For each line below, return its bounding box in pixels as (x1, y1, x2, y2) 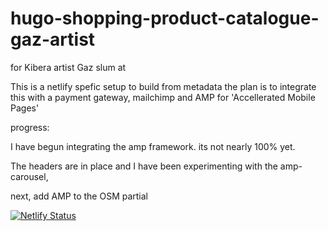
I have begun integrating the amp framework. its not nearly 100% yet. (10, 140, 296, 152)
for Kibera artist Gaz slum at (10, 61, 127, 73)
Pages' (10, 102, 40, 114)
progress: (10, 121, 50, 133)
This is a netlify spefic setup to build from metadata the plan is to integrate (10, 80, 317, 92)
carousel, (10, 170, 49, 182)
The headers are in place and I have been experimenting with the (10, 160, 278, 172)
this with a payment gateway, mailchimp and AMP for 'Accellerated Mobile (10, 91, 316, 103)
